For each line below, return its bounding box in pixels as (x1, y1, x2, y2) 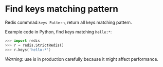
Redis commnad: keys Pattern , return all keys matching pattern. (5, 19, 132, 25)
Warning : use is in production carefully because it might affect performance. (5, 56, 159, 62)
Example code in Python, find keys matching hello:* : (5, 29, 112, 34)
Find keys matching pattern (5, 3, 118, 15)
